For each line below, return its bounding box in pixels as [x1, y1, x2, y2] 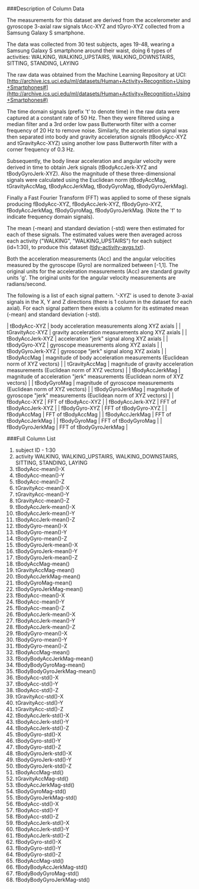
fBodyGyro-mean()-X [15, 630, 68, 637]
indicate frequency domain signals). [7, 213, 94, 220]
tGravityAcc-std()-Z [15, 706, 64, 712]
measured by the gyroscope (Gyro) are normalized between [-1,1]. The [7, 262, 178, 268]
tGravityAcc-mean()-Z [15, 497, 70, 504]
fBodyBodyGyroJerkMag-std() [15, 877, 91, 883]
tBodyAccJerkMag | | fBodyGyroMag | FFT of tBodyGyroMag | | [7, 417, 162, 424]
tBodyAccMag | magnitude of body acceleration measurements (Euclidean [7, 354, 189, 361]
